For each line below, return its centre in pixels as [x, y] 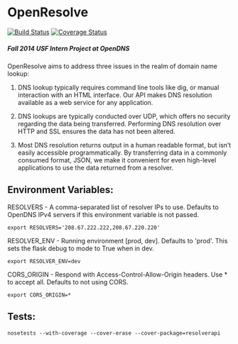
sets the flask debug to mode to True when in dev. [81, 248]
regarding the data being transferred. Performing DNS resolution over [119, 123]
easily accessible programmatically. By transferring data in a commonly [122, 152]
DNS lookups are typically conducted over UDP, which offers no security [124, 116]
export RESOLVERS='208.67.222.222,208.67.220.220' [84, 228]
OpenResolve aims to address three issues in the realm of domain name [113, 66]
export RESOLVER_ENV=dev [44, 261]
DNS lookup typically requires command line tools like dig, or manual [118, 87]
